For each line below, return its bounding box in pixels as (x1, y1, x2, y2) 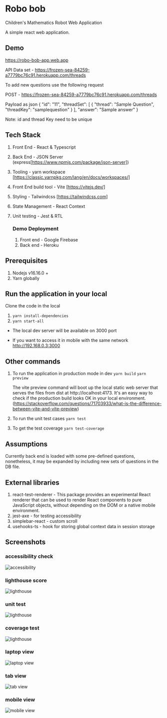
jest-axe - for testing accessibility (12, 513, 81, 519)
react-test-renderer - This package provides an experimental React (12, 491, 151, 497)
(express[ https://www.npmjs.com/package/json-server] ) (12, 159, 129, 165)
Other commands (5, 357, 61, 366)
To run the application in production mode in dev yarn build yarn (12, 371, 146, 377)
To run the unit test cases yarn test (12, 416, 86, 422)
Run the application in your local (5, 290, 107, 298)
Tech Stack (5, 131, 41, 139)
